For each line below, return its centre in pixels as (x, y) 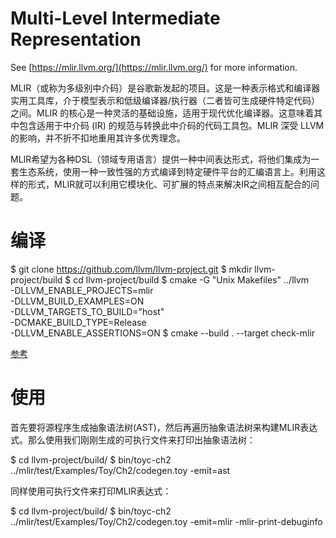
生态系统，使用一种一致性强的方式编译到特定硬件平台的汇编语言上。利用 (167, 171)
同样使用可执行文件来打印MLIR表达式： (91, 491)
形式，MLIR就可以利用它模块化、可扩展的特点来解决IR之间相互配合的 (169, 184)
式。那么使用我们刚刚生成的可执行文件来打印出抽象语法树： (133, 439)
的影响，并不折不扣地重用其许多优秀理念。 (98, 138)
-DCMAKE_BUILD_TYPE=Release (78, 322)
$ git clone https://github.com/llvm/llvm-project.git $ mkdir (131, 269)
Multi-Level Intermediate (115, 18)
